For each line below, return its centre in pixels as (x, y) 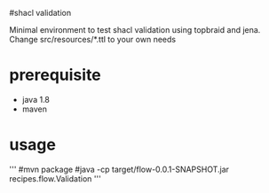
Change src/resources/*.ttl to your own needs (92, 39)
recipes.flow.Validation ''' (55, 178)
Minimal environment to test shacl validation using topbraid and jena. (135, 30)
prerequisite (55, 75)
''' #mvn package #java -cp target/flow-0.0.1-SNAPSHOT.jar (119, 169)
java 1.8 (36, 99)
